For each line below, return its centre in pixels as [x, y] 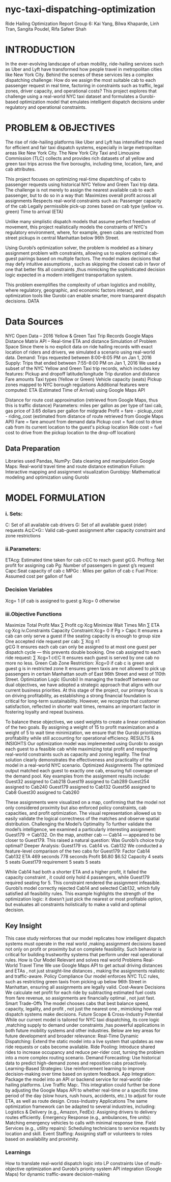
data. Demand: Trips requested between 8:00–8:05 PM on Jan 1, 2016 [78, 357]
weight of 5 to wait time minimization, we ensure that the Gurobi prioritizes [83, 732]
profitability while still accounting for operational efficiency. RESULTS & [80, 738]
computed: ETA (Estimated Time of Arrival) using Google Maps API [75, 390]
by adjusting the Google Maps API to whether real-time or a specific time [82, 1090]
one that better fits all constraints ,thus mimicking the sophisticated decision [85, 269]
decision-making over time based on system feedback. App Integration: [80, 1074]
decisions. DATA [22, 301]
